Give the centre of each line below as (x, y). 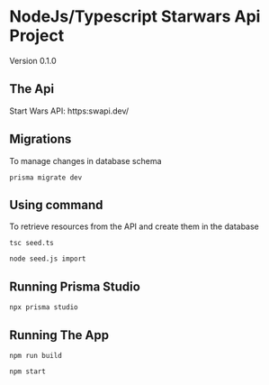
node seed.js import (48, 259)
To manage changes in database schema (85, 160)
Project (37, 36)
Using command (56, 205)
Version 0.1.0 (33, 60)
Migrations (40, 139)
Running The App (59, 335)
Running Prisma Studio (75, 286)
